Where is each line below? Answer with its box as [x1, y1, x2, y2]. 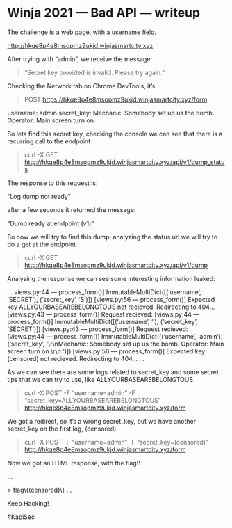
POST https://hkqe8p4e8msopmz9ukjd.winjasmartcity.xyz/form [24, 95, 208, 104]
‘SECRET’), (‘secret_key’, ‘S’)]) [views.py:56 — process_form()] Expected [7, 295, 215, 303]
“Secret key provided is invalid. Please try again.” [24, 68, 165, 77]
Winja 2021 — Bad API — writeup [7, 5, 200, 21]
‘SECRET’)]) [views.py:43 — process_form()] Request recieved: [7, 325, 188, 333]
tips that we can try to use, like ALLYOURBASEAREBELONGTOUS [7, 375, 193, 383]
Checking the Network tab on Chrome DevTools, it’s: [7, 81, 158, 90]
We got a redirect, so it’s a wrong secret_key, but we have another [7, 417, 197, 425]
